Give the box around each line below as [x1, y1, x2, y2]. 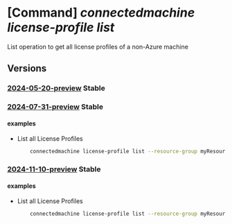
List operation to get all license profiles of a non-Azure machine [7, 42, 189, 51]
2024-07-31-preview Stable [7, 102, 104, 112]
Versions [7, 62, 47, 74]
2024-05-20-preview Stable [7, 83, 105, 93]
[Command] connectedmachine [7, 5, 195, 21]
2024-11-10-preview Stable [7, 164, 101, 174]
